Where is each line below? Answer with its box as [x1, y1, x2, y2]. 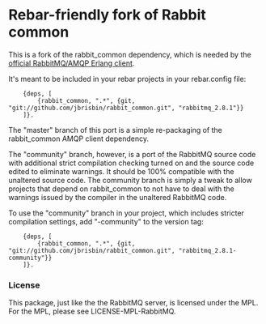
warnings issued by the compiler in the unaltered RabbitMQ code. [8, 192, 227, 202]
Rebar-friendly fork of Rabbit [8, 6, 206, 24]
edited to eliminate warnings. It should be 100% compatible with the [8, 166, 234, 176]
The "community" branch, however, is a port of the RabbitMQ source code [8, 149, 256, 159]
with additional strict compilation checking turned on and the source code [8, 158, 255, 168]
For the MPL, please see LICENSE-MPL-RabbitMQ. [8, 306, 176, 317]
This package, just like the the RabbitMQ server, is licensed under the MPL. [8, 298, 259, 308]
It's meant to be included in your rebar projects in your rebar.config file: [8, 74, 247, 83]
